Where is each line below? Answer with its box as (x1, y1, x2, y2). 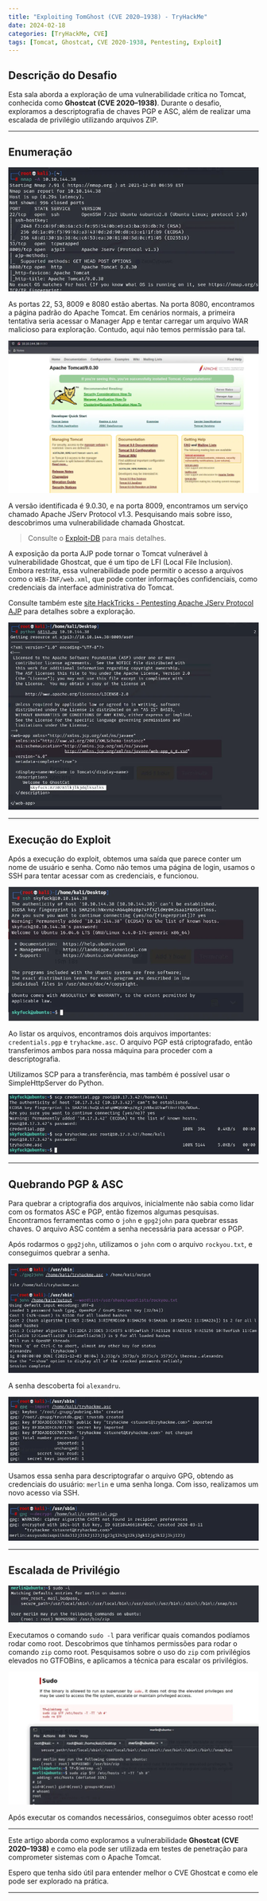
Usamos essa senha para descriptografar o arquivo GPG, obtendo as (8, 1471, 234, 1481)
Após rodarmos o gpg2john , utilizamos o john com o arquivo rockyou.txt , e (8, 1240, 253, 1249)
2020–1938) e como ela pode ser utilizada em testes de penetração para (8, 1844, 248, 1854)
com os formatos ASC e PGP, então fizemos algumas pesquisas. (8, 1207, 220, 1217)
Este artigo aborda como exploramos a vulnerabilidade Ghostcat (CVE (8, 1836, 239, 1845)
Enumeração (8, 146, 73, 159)
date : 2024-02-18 (8, 21, 66, 29)
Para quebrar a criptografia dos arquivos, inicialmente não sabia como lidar (8, 1199, 254, 1209)
